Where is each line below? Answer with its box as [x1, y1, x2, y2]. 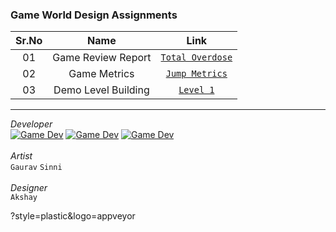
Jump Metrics [165, 68, 228, 80]
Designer [10, 182, 48, 194]
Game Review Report [52, 51, 152, 65]
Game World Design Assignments [10, 8, 178, 22]
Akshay [10, 193, 38, 203]
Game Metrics [68, 67, 135, 81]
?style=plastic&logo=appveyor [10, 210, 136, 222]
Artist [10, 150, 33, 162]
